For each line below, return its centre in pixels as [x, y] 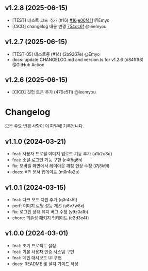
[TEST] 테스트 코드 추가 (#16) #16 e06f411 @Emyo [61, 20]
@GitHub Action [28, 64]
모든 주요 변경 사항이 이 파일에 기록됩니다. [44, 126]
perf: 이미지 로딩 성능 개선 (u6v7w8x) [48, 206]
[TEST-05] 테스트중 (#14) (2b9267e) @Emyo [56, 54]
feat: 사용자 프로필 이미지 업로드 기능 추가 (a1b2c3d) [62, 154]
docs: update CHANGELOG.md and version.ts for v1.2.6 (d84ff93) [78, 60]
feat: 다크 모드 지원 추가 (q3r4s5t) [45, 200]
